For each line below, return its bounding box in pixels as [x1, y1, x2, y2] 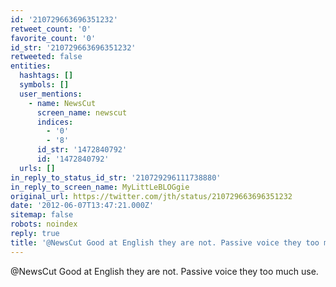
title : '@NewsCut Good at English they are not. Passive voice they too [10, 237, 320, 248]
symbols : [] [19, 80, 70, 90]
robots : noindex [10, 219, 78, 230]
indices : [36, 117, 74, 127]
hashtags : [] [19, 71, 74, 81]
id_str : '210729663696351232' [10, 42, 137, 53]
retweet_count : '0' [10, 24, 92, 34]
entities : [10, 61, 52, 71]
